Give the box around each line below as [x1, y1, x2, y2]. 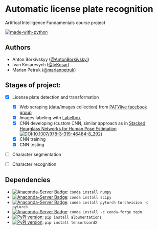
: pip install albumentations [42, 214, 102, 220]
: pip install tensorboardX [42, 219, 98, 225]
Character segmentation [12, 151, 62, 157]
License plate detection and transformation [12, 94, 99, 100]
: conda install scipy [67, 194, 112, 200]
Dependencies [5, 176, 50, 184]
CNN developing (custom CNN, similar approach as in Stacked [19, 120, 146, 126]
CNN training [19, 136, 46, 142]
